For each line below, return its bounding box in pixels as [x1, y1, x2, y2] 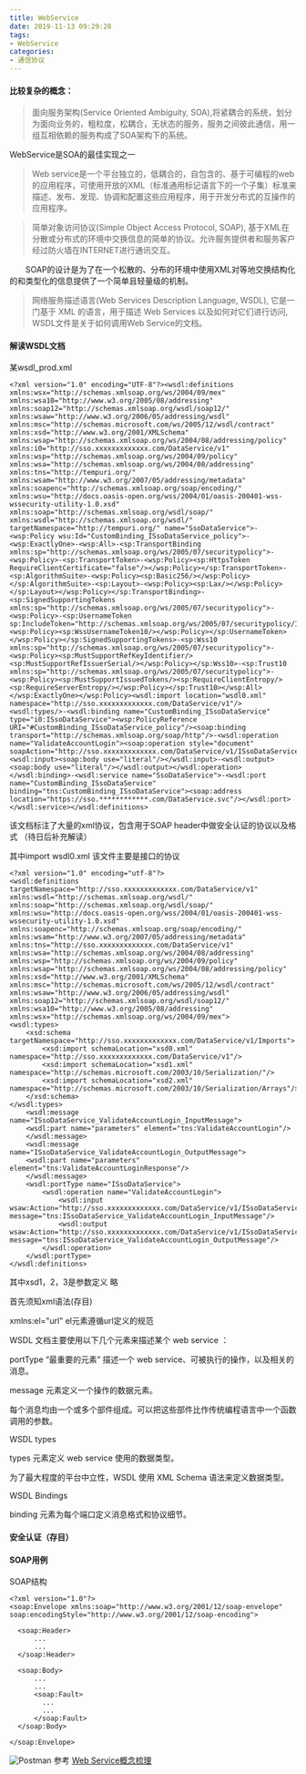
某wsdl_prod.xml [9, 362, 73, 374]
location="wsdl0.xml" [184, 692, 267, 701]
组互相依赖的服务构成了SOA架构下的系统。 [31, 129, 193, 141]
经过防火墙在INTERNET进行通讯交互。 [31, 245, 176, 256]
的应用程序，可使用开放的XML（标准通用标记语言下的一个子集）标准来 [31, 179, 297, 191]
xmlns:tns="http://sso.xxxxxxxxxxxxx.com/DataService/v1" [9, 940, 234, 950]
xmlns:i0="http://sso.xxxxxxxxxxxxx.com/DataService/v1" [9, 444, 230, 454]
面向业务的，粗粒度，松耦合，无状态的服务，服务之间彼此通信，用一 [39, 118, 296, 129]
